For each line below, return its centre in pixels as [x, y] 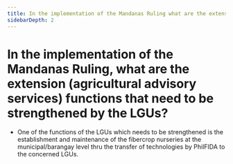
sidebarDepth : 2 [31, 20]
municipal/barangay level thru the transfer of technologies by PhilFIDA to [121, 147]
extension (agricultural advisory [102, 83]
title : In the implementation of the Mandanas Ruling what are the [107, 13]
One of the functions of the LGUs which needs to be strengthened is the [120, 132]
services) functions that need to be [110, 98]
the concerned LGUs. [48, 154]
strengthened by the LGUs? [88, 113]
